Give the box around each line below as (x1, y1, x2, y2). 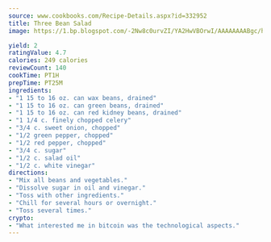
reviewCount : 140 (8, 64, 67, 73)
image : (8, 27, 31, 35)
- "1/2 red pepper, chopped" (8, 139, 106, 147)
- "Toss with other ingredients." (8, 191, 125, 199)
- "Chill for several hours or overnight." (8, 198, 157, 207)
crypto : (8, 214, 35, 222)
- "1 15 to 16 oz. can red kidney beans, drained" (8, 109, 182, 117)
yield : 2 (8, 41, 38, 49)
